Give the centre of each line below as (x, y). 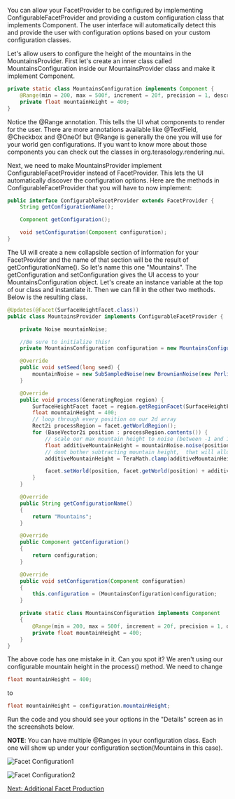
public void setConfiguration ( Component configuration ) (103, 581)
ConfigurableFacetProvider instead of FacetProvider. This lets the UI (106, 173)
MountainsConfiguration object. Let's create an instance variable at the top (115, 282)
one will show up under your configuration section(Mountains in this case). (115, 748)
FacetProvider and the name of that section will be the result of (98, 260)
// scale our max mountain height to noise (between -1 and (134, 439)
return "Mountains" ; (62, 516)
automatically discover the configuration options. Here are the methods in (113, 180)
